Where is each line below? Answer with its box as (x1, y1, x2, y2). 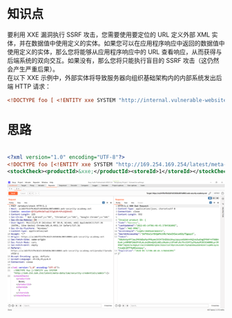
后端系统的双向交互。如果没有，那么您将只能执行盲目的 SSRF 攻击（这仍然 (7, 56, 220, 64)
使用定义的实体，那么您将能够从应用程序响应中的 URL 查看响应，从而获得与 (7, 48, 222, 56)
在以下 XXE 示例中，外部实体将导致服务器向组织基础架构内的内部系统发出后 (7, 73, 222, 81)
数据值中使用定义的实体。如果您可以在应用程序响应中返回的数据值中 (30, 39, 225, 47)
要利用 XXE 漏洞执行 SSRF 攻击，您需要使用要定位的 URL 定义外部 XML (7, 30, 211, 39)
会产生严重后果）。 (7, 65, 59, 73)
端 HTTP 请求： (7, 82, 52, 90)
